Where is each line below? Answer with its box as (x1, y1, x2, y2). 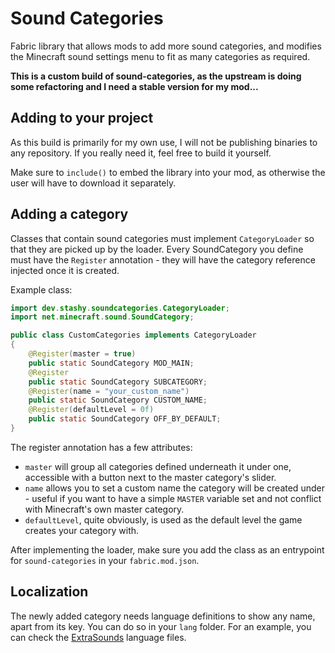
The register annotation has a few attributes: (10, 441, 193, 453)
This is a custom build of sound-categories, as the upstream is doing (10, 70, 302, 82)
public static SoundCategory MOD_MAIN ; (28, 358, 195, 368)
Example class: (10, 283, 73, 296)
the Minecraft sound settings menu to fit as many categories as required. (10, 50, 311, 62)
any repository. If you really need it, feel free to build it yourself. (10, 147, 272, 159)
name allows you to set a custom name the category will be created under (24, 482, 325, 494)
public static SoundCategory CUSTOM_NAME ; (28, 395, 208, 406)
